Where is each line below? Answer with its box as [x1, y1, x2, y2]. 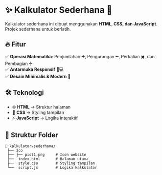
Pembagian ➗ [5, 61, 33, 66]
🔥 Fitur [5, 40, 26, 48]
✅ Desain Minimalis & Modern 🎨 [5, 73, 71, 79]
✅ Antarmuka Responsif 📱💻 [5, 66, 64, 72]
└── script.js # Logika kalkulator [7, 165, 97, 170]
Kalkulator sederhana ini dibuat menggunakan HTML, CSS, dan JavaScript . [5, 21, 158, 26]
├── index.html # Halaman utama [7, 156, 89, 162]
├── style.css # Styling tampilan [7, 161, 95, 166]
